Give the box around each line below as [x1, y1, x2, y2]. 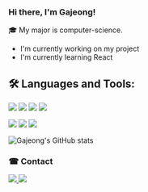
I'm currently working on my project [19, 44, 140, 54]
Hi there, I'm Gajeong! [8, 6, 96, 18]
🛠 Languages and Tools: [8, 77, 135, 90]
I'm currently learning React [19, 52, 113, 62]
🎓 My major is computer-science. [8, 25, 123, 35]
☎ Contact [8, 156, 53, 167]
